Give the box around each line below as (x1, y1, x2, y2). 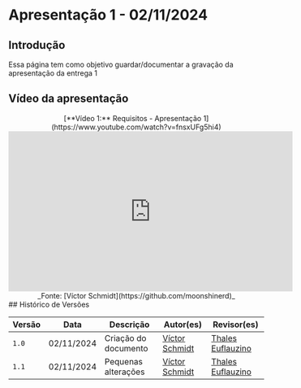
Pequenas (104, 355, 144, 367)
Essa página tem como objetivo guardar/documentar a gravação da (8, 59, 234, 69)
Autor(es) (163, 319, 203, 330)
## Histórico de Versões (8, 299, 90, 309)
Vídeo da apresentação (8, 92, 129, 106)
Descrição (109, 319, 150, 330)
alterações (104, 366, 145, 377)
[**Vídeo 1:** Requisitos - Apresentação (63, 113, 202, 123)
